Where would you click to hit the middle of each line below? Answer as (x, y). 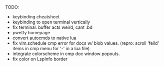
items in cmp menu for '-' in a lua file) (51, 48)
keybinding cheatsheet (36, 17)
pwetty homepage (31, 33)
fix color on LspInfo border (40, 59)
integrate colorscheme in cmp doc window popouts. (66, 54)
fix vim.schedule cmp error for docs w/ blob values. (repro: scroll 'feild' (86, 43)
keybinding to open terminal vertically (51, 22)
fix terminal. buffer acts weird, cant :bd (52, 27)
